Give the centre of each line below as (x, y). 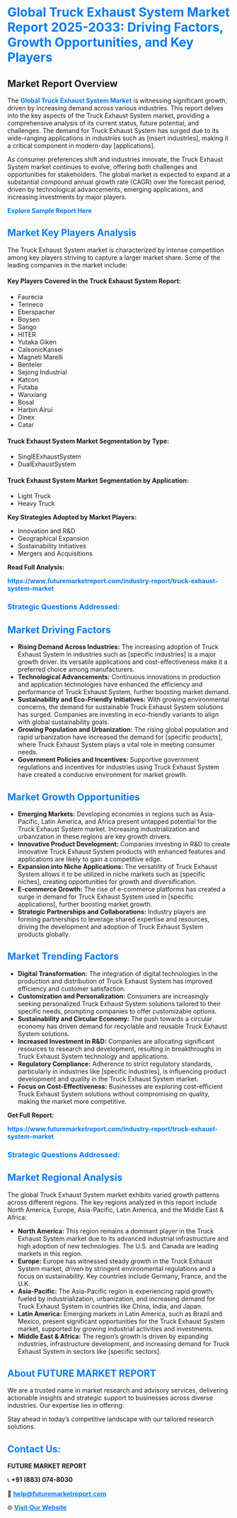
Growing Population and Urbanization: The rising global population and (123, 730)
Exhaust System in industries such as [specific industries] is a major (117, 655)
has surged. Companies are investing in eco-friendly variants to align (118, 715)
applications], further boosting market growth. (85, 904)
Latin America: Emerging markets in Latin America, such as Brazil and (120, 1313)
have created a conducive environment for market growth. (102, 775)
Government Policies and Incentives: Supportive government (108, 760)
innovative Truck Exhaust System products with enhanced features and (121, 851)
